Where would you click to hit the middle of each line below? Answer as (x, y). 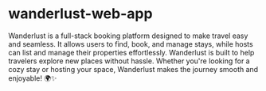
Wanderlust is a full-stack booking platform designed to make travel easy (128, 36)
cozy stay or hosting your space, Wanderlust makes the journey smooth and (133, 69)
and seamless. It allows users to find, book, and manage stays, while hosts (131, 44)
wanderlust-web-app (80, 14)
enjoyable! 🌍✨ (33, 78)
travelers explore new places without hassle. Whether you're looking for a (129, 61)
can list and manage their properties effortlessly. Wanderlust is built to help (131, 52)
